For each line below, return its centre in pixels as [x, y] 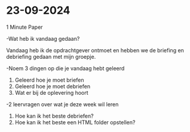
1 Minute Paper [24, 27]
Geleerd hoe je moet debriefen [53, 86]
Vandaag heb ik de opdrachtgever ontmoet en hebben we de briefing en [95, 50]
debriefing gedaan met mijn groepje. [51, 56]
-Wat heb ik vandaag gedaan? [43, 38]
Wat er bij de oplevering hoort [51, 92]
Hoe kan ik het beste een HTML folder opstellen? [75, 122]
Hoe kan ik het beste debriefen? [54, 116]
